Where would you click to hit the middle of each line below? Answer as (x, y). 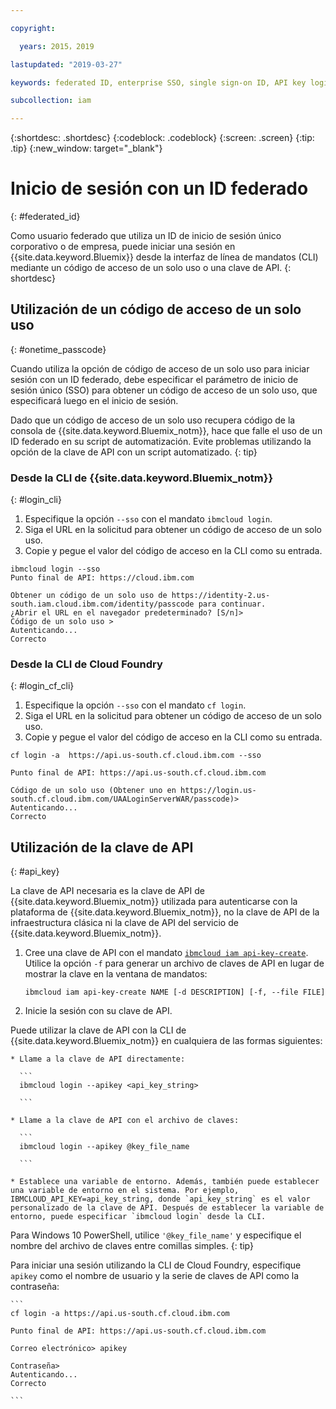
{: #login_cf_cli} (42, 686)
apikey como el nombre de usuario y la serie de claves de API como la (155, 1276)
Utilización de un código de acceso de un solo (156, 309)
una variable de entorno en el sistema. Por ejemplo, (125, 1191)
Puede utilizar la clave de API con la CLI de (98, 1030)
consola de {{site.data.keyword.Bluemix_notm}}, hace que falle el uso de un (166, 430)
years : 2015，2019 (57, 46)
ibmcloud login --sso (55, 569)
